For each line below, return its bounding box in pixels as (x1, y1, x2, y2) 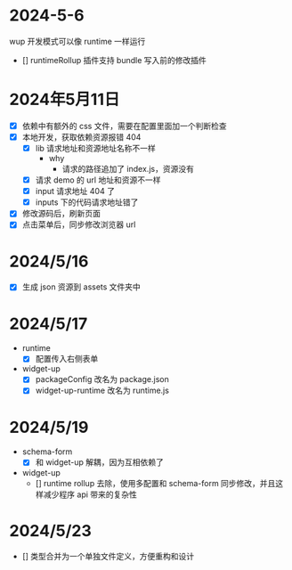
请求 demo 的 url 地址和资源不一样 (35, 175, 161, 185)
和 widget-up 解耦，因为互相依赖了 (35, 457, 165, 468)
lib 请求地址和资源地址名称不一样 (35, 143, 156, 153)
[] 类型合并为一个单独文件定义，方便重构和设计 (21, 551, 194, 562)
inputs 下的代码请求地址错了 (35, 197, 139, 208)
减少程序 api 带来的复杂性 (43, 489, 138, 500)
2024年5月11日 (9, 90, 120, 110)
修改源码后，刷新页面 (21, 208, 101, 219)
